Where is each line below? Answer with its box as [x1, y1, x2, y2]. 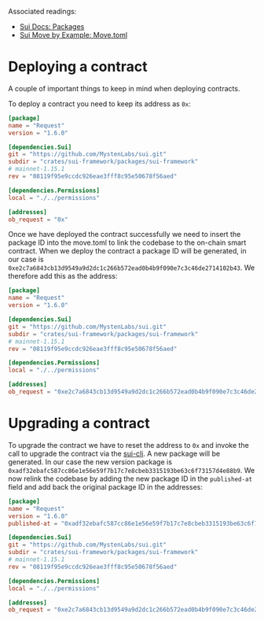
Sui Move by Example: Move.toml [19, 31, 128, 39]
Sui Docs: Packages [19, 22, 85, 31]
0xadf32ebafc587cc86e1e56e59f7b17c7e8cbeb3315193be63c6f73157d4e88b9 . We [8, 465, 255, 475]
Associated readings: [8, 7, 77, 16]
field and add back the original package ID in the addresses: [8, 482, 203, 491]
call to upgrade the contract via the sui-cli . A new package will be [8, 449, 221, 458]
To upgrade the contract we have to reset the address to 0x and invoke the [8, 440, 249, 449]
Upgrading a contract [8, 415, 151, 432]
